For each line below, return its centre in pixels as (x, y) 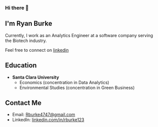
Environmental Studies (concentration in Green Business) (77, 87)
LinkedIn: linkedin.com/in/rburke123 (48, 120)
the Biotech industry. (26, 41)
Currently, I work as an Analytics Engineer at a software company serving (79, 35)
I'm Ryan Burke (29, 24)
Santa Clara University (36, 77)
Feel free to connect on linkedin (37, 50)
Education (21, 65)
